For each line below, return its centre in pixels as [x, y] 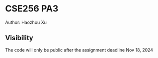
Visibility [19, 38]
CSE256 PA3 [32, 9]
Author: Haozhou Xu [26, 22]
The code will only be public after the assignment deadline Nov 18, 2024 [79, 50]
